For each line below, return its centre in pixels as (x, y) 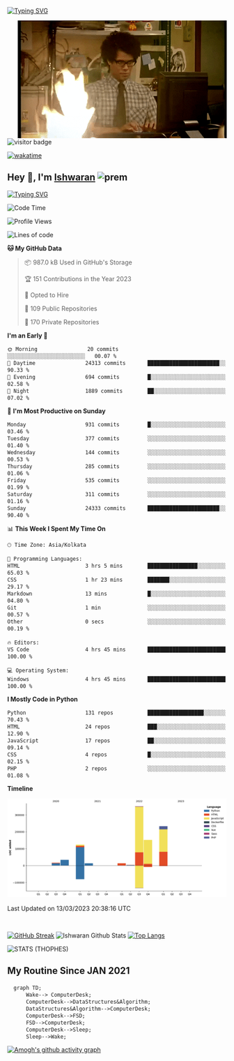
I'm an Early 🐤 (28, 336)
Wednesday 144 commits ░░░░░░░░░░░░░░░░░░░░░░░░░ (117, 452)
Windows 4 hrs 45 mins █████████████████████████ (117, 679)
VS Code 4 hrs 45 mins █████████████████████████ (117, 649)
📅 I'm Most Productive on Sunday (56, 411)
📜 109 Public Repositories (61, 308)
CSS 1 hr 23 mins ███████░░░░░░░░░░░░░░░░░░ (117, 580)
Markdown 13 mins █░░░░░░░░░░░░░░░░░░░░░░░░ (117, 594)
